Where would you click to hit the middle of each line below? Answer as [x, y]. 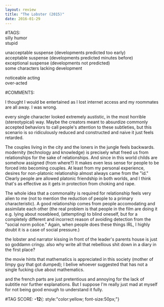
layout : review [21, 10]
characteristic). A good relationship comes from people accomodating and [80, 204]
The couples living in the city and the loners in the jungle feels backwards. [80, 147]
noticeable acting [23, 78]
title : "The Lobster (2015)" [35, 14]
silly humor [16, 38]
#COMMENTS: [20, 93]
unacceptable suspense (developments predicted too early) [65, 53]
